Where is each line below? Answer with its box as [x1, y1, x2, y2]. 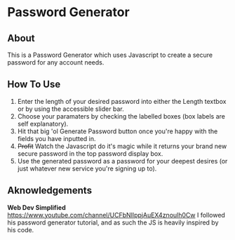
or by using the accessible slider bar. [17, 105, 124, 113]
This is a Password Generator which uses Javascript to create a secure [7, 51, 213, 59]
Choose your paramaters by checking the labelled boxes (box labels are [17, 112, 226, 120]
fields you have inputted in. [17, 134, 96, 142]
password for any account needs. [7, 58, 105, 67]
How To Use [7, 79, 61, 91]
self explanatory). [17, 119, 69, 128]
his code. [7, 225, 34, 234]
